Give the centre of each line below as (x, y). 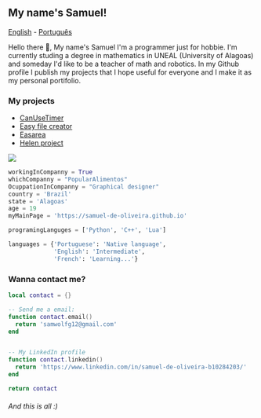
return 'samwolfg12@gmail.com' (66, 324)
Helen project (42, 143)
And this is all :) (33, 406)
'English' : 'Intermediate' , (100, 251)
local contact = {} (40, 295)
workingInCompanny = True (50, 172)
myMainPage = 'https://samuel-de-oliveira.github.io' (98, 216)
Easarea (33, 135)
